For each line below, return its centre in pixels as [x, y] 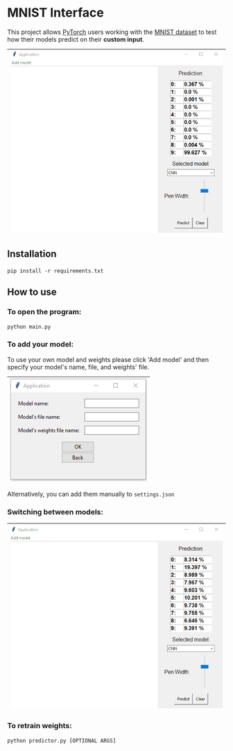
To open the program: [44, 312]
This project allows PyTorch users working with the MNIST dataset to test [112, 32]
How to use [32, 292]
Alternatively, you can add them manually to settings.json [91, 494]
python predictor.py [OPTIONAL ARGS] [62, 741]
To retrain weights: [40, 725]
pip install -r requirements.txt [55, 271]
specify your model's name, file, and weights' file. [78, 367]
